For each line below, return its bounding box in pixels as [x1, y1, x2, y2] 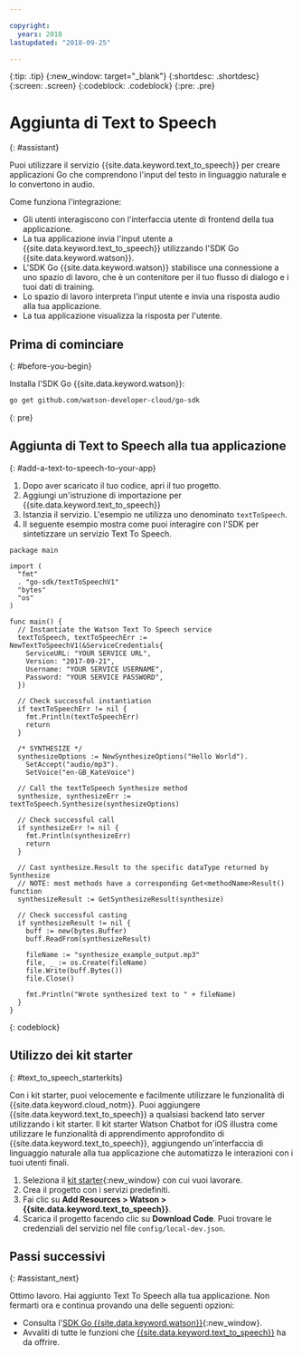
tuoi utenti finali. [9, 1157, 70, 1167]
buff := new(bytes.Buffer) [25, 926, 127, 935]
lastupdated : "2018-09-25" [9, 38, 111, 47]
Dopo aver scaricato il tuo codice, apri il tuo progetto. [22, 479, 222, 490]
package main [9, 546, 59, 555]
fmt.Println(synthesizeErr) [25, 831, 131, 840]
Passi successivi [9, 1249, 106, 1264]
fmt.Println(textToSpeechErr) [25, 712, 140, 721]
